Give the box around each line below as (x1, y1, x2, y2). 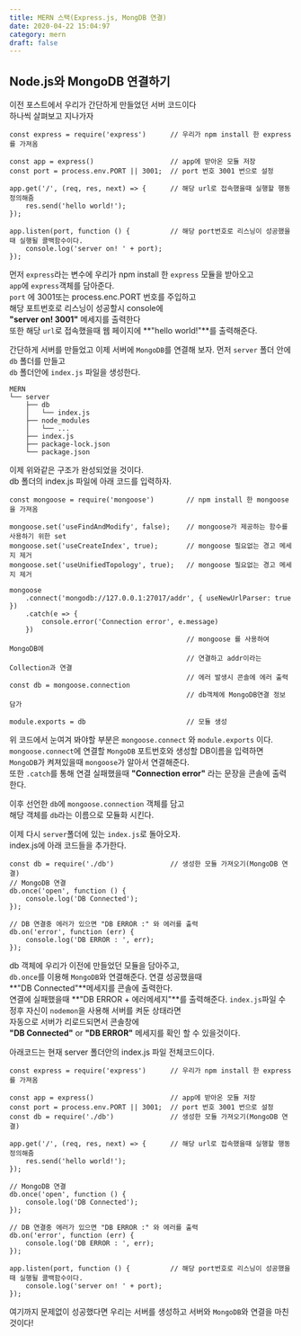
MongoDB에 (9, 645, 45, 654)
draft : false (9, 38, 58, 48)
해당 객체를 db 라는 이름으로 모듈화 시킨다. (9, 810, 155, 821)
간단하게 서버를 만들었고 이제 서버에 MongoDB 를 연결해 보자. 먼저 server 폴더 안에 (9, 344, 292, 355)
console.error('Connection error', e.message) (41, 618, 219, 627)
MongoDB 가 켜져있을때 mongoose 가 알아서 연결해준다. (9, 757, 190, 768)
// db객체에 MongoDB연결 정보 (186, 690, 286, 699)
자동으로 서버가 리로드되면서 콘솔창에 (9, 1017, 139, 1028)
